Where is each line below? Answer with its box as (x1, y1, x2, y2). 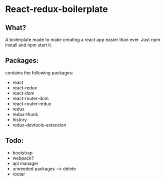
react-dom (12, 90, 34, 96)
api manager (12, 160, 38, 166)
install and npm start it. (5, 42, 52, 48)
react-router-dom (12, 95, 49, 101)
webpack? (12, 155, 34, 161)
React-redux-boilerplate (5, 3, 108, 15)
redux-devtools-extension (12, 121, 66, 128)
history (12, 116, 27, 122)
